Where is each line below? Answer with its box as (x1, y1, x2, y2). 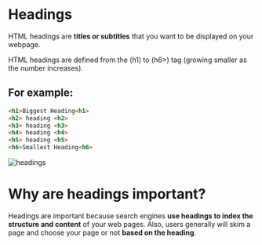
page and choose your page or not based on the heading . (8, 228, 197, 237)
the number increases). (8, 63, 84, 72)
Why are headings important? (8, 185, 206, 203)
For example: (8, 86, 74, 100)
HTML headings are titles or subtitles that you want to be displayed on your (8, 31, 254, 41)
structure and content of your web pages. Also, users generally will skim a (8, 219, 251, 229)
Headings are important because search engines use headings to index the (8, 210, 253, 221)
